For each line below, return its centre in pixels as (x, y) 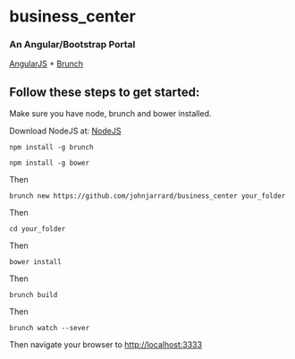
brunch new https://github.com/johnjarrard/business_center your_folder (147, 196)
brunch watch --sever (50, 329)
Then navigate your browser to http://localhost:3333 (106, 345)
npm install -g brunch (51, 148)
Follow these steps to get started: (105, 92)
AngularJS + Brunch (46, 64)
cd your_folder (38, 229)
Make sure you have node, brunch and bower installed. (110, 114)
